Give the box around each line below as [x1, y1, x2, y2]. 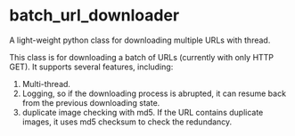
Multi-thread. [21, 78, 71, 89]
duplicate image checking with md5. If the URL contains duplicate [21, 107, 264, 117]
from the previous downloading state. [21, 97, 160, 108]
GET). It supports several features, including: [9, 61, 174, 72]
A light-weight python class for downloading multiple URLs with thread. [9, 35, 271, 45]
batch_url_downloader [9, 5, 180, 26]
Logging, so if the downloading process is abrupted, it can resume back [21, 88, 287, 99]
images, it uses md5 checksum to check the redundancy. [21, 116, 233, 127]
